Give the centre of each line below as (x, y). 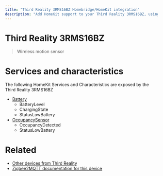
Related (21, 150)
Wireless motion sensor (41, 52)
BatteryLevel (32, 105)
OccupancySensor (31, 120)
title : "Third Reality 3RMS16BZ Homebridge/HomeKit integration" (72, 9)
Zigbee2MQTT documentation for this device (57, 169)
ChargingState (34, 109)
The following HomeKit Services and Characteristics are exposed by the (77, 85)
